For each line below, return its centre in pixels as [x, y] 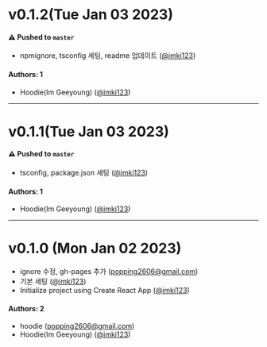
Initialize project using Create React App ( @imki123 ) [104, 291]
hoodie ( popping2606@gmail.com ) [77, 326]
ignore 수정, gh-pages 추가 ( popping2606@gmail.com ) [109, 272]
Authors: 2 [26, 308]
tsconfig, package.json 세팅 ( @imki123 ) [84, 172]
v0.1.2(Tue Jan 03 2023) [91, 15]
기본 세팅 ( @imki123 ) [53, 281]
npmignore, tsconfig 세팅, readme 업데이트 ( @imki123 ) [108, 56]
